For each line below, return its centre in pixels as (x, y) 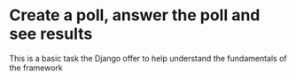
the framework (36, 68)
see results (51, 34)
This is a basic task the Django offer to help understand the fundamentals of (148, 58)
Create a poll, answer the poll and (135, 15)
